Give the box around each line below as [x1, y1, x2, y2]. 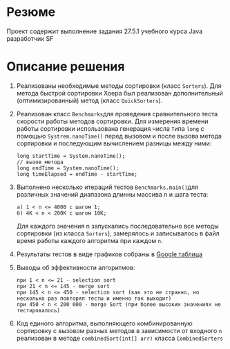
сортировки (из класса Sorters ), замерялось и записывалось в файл [16, 229, 220, 238]
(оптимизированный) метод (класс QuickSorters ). [16, 96, 163, 105]
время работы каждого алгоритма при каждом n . [16, 236, 163, 244]
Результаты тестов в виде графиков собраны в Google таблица [16, 250, 203, 258]
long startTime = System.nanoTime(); [16, 152, 126, 159]
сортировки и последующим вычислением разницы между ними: [16, 139, 212, 147]
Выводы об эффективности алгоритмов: [16, 263, 135, 271]
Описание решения [6, 59, 125, 75]
